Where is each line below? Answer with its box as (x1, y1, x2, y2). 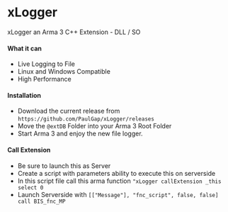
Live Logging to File (17, 60, 76, 68)
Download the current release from (17, 107, 120, 116)
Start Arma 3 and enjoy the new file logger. (17, 129, 143, 138)
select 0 (17, 184, 44, 191)
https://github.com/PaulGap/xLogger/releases (17, 116, 154, 123)
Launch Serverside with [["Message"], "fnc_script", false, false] (17, 190, 219, 199)
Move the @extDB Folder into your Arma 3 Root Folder (17, 122, 172, 130)
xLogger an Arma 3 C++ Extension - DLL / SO (7, 28, 141, 36)
